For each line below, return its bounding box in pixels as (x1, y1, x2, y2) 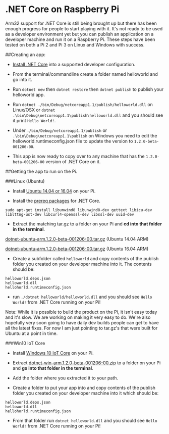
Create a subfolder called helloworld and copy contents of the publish (12, 255, 159, 261)
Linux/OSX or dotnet (12, 107, 55, 113)
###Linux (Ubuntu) (5, 178, 45, 184)
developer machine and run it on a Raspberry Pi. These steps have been (5, 36, 155, 42)
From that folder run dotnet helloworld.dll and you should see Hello (12, 417, 157, 423)
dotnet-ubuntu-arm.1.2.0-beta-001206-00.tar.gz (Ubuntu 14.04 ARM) (5, 236, 149, 242)
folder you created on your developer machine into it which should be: (12, 390, 159, 396)
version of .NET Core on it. (45, 158, 101, 165)
